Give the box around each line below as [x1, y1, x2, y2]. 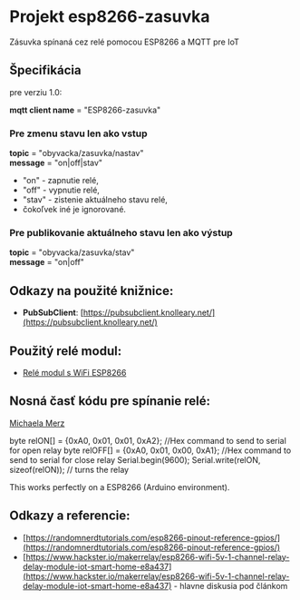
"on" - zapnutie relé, [22, 175, 100, 186]
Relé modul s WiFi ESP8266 [22, 367, 127, 378]
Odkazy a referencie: [9, 508, 131, 524]
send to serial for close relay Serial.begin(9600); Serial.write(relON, [9, 454, 261, 465]
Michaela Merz [9, 418, 65, 428]
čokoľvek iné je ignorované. [22, 204, 127, 215]
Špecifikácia [9, 63, 82, 78]
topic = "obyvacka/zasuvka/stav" [9, 247, 135, 258]
